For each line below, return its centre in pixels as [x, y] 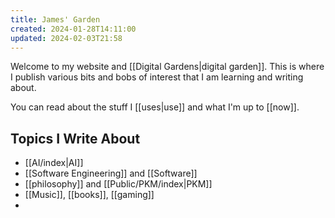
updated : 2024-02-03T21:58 [66, 38]
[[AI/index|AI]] [54, 163]
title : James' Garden [55, 19]
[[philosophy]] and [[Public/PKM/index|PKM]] [118, 184]
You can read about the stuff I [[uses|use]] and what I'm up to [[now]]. [155, 107]
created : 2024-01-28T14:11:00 [73, 29]
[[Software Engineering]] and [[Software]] [111, 173]
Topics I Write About [75, 138]
